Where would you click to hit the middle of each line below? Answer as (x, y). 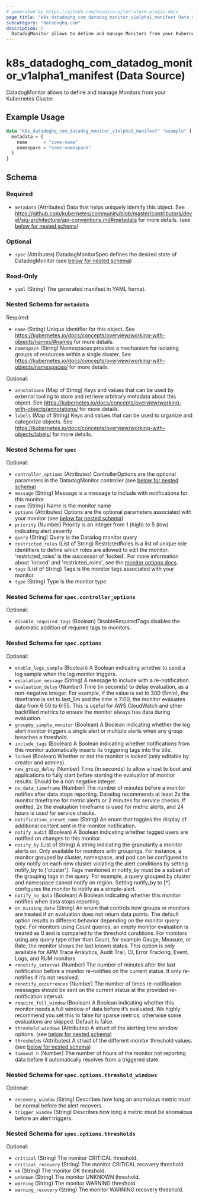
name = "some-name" (47, 142)
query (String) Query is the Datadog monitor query (76, 537)
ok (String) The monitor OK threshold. (60, 1171)
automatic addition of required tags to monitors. (73, 627)
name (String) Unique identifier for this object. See (75, 329)
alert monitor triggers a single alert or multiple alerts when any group (99, 731)
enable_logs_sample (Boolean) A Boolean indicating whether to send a (100, 667)
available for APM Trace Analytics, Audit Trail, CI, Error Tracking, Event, (102, 952)
